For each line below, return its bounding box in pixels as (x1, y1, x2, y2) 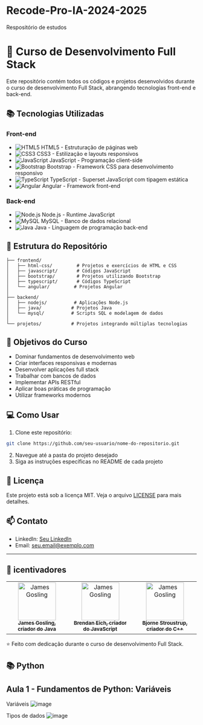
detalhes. (6, 498, 30, 505)
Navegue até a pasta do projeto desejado (14, 451, 118, 459)
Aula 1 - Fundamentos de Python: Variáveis (6, 684, 172, 695)
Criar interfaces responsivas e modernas (14, 359, 117, 367)
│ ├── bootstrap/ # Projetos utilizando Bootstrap (6, 273, 161, 279)
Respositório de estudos (6, 24, 67, 31)
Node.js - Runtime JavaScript (42, 211, 115, 218)
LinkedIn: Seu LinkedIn (14, 535, 72, 543)
